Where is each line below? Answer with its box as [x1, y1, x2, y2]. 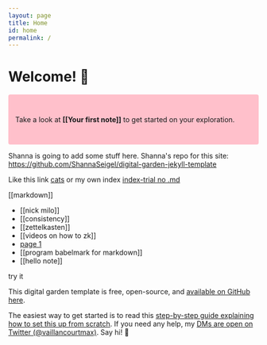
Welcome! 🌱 [8, 68, 90, 86]
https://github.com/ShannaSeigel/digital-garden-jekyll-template [8, 159, 217, 169]
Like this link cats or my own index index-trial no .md [8, 175, 180, 185]
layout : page [8, 11, 52, 20]
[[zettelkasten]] [19, 223, 71, 232]
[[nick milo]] [19, 205, 60, 215]
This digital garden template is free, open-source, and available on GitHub [8, 287, 250, 297]
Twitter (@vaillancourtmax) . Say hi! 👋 [8, 328, 130, 337]
